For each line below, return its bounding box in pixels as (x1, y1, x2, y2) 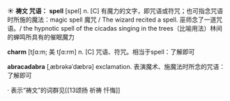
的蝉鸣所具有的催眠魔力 (7, 33, 75, 41)
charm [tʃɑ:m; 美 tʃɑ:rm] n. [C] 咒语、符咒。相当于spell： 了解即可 (7, 48, 195, 56)
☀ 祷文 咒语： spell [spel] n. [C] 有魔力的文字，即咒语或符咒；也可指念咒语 (7, 7, 223, 15)
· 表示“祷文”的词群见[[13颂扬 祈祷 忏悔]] (7, 86, 121, 94)
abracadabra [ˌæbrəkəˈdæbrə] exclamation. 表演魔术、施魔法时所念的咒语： (7, 63, 225, 70)
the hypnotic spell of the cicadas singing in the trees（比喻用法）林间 (23, 24, 223, 32)
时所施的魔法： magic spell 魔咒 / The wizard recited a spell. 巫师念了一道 (7, 15, 217, 24)
